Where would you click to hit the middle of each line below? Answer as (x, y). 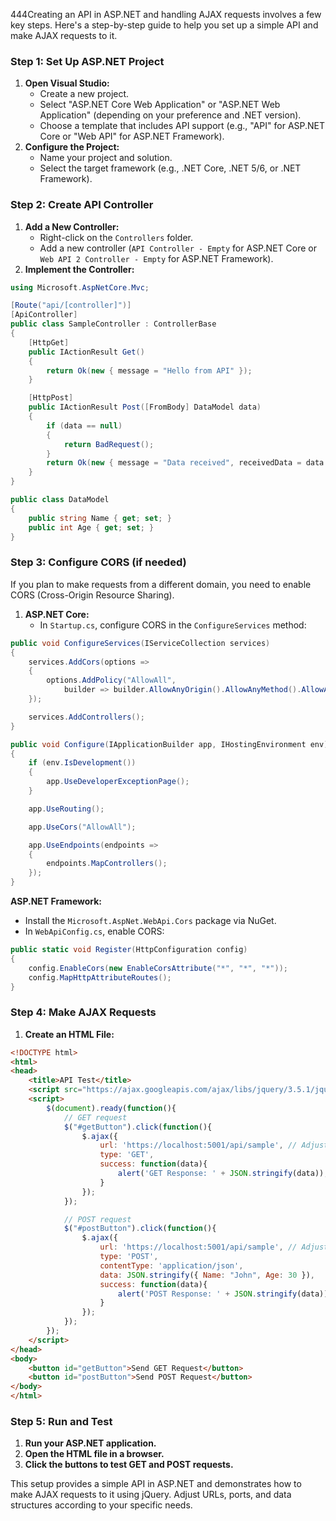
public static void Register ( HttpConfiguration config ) (129, 950)
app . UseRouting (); (66, 809)
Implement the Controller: (79, 269)
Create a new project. (84, 94)
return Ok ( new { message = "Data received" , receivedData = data (185, 463)
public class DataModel (60, 500)
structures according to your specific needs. (101, 1505)
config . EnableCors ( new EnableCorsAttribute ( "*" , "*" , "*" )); (158, 968)
